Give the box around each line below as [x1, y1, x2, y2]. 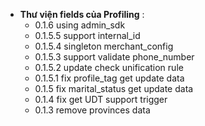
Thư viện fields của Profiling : [19, 9, 145, 20]
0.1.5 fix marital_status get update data [34, 83, 194, 94]
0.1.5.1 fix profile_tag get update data [34, 72, 185, 84]
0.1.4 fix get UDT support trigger [34, 94, 168, 105]
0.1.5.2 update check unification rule [34, 62, 184, 73]
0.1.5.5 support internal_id [34, 30, 141, 41]
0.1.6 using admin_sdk [34, 19, 126, 31]
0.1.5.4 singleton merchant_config [34, 40, 174, 52]
